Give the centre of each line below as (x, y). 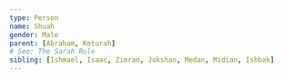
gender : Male (34, 35)
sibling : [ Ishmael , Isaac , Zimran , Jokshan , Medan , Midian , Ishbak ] (142, 60)
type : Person (34, 18)
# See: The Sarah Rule (52, 52)
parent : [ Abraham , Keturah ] (63, 43)
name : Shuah (32, 26)
